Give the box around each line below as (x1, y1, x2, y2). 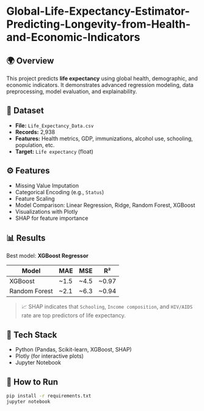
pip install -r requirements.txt (6, 393, 92, 399)
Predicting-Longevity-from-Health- (6, 17, 191, 31)
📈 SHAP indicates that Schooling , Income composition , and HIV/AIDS (21, 303, 193, 311)
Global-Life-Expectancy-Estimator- (6, 4, 191, 18)
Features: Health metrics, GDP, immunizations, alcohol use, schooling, (15, 135, 194, 142)
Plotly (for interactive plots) (15, 352, 84, 360)
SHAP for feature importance (15, 214, 89, 222)
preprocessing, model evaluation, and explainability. (6, 88, 137, 95)
